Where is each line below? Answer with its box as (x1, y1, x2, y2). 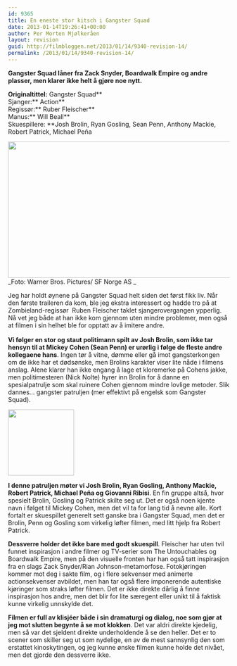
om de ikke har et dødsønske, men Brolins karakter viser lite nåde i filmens (8, 358, 224, 366)
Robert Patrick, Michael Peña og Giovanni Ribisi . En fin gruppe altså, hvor (8, 489, 224, 497)
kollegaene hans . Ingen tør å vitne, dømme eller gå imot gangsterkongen (8, 350, 220, 359)
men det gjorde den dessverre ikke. (8, 651, 111, 659)
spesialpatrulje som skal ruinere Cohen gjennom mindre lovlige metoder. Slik (8, 380, 230, 389)
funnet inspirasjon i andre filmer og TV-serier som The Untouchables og (8, 547, 217, 555)
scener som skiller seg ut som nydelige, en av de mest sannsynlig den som (8, 635, 226, 644)
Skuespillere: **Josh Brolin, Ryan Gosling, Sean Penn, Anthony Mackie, (8, 120, 217, 128)
